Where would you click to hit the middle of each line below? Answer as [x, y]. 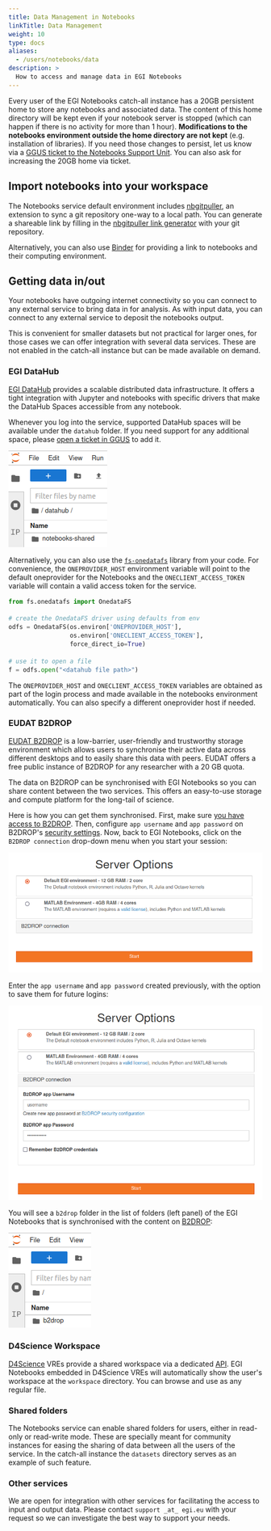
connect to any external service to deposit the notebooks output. [116, 318]
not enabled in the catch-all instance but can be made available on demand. [134, 351]
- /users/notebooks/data [57, 60]
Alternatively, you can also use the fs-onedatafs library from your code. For [134, 560]
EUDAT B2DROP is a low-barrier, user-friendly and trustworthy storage [126, 740]
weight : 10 [27, 34]
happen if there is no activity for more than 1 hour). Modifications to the [128, 126]
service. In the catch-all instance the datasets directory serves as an [122, 1454]
